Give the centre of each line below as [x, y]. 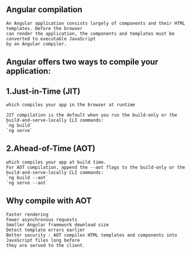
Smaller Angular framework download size [58, 225]
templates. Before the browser [44, 28]
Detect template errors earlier [46, 230]
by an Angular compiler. [36, 44]
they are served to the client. [46, 245]
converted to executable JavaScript [51, 39]
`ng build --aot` [27, 177]
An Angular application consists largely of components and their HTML [95, 23]
